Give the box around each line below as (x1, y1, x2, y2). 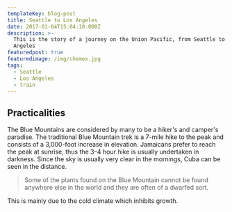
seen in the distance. (7, 163, 67, 171)
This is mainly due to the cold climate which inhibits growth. (7, 197, 179, 205)
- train (13, 81, 36, 88)
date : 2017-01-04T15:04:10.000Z (7, 23, 101, 30)
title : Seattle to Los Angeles (7, 17, 98, 24)
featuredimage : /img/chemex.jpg (7, 56, 101, 63)
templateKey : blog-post (7, 10, 76, 17)
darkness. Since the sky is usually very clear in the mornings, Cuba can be (7, 155, 221, 163)
